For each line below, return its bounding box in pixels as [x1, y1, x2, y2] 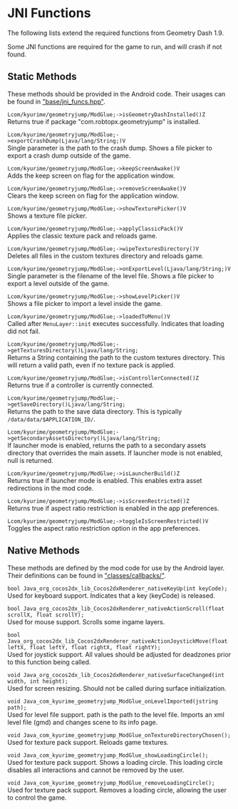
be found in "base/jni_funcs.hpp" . [7, 97, 105, 106]
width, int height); [7, 678, 69, 685]
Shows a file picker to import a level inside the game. [7, 299, 162, 307]
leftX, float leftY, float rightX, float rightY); [7, 643, 161, 651]
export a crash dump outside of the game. [7, 151, 131, 160]
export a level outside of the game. [7, 279, 110, 288]
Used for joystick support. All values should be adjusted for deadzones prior [7, 650, 232, 658]
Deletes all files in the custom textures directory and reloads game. [7, 251, 205, 260]
